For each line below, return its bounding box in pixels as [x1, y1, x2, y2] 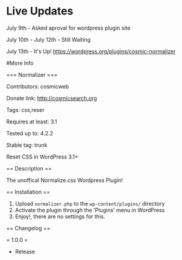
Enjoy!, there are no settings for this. [14, 213, 105, 220]
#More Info [6, 59, 34, 67]
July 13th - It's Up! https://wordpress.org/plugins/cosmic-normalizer [6, 47, 176, 55]
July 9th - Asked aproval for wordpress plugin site [6, 24, 131, 31]
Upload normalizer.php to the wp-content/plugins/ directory [14, 200, 165, 207]
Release [14, 248, 35, 255]
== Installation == [6, 188, 51, 195]
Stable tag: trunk [6, 141, 48, 149]
